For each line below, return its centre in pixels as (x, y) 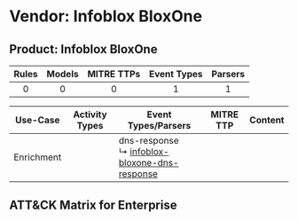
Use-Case (37, 120)
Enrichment (38, 157)
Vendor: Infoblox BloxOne (106, 16)
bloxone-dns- (149, 163)
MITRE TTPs (114, 74)
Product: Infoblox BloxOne (83, 49)
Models (63, 74)
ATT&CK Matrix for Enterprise (93, 205)
